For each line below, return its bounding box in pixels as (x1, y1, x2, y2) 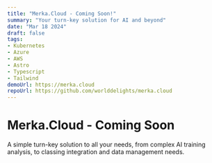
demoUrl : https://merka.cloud (7, 81, 95, 88)
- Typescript (7, 68, 45, 75)
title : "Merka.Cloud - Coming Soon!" (7, 10, 117, 17)
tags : (7, 36, 23, 43)
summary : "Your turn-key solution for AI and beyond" (7, 17, 167, 24)
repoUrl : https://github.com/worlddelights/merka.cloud (7, 87, 172, 94)
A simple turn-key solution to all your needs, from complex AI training (7, 140, 206, 149)
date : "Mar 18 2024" (7, 23, 67, 30)
